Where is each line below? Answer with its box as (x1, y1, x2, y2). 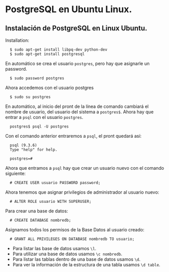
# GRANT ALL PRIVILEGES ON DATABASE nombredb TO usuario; (10, 236, 135, 241)
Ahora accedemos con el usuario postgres (5, 85, 94, 90)
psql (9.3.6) (10, 143, 37, 148)
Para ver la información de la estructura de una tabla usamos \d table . (12, 262, 160, 267)
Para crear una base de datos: (5, 208, 68, 214)
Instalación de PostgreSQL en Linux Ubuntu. (5, 24, 148, 33)
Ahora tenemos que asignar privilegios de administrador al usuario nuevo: (5, 189, 159, 195)
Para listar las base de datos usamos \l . (12, 246, 97, 251)
